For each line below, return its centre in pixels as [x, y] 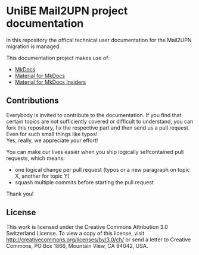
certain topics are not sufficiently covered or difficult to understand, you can [100, 121]
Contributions [32, 101]
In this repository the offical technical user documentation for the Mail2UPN [99, 40]
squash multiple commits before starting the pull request [84, 182]
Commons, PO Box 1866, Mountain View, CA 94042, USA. [77, 245]
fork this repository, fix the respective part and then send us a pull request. [98, 127]
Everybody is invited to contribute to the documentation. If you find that [94, 115]
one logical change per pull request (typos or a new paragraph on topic [102, 169]
